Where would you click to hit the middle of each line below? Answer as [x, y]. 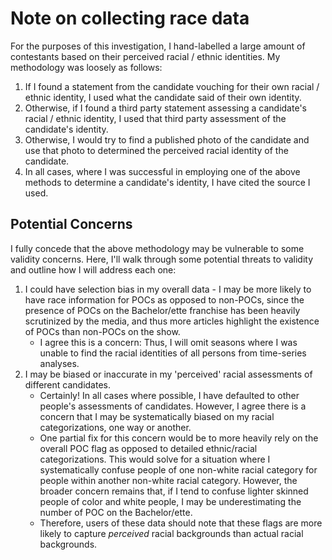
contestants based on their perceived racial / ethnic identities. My [145, 56]
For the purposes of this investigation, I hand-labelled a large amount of [158, 46]
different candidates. [68, 384]
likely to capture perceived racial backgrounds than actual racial [171, 533]
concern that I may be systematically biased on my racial [157, 416]
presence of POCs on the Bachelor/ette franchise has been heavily [162, 310]
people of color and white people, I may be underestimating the [170, 501]
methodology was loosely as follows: [86, 67]
